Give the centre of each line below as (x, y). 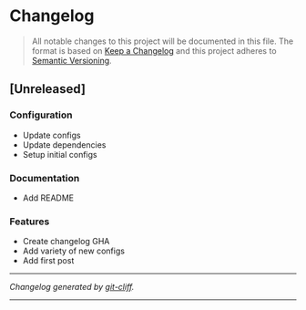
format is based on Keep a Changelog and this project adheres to (154, 50)
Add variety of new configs (74, 251)
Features (30, 222)
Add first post (48, 261)
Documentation (45, 178)
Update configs (51, 135)
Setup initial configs (60, 154)
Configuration (41, 115)
